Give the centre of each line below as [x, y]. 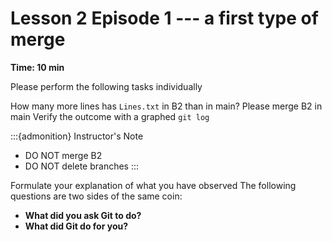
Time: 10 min [37, 67]
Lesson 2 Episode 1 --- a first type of [164, 18]
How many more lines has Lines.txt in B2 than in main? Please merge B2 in [166, 106]
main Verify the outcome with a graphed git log [110, 116]
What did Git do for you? [76, 226]
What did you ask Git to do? [83, 215]
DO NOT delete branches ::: [82, 166]
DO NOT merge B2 [63, 155]
